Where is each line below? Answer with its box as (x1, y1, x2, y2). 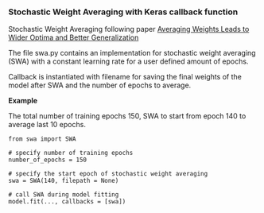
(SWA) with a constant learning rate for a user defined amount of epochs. (8, 56, 249, 66)
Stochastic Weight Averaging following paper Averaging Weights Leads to (8, 25, 250, 34)
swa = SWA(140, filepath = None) (8, 177, 119, 185)
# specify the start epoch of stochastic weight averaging (8, 170, 208, 178)
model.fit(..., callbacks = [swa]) (8, 198, 126, 206)
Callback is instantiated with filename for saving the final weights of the (8, 72, 243, 82)
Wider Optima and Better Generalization (8, 33, 139, 42)
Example (8, 96, 38, 106)
